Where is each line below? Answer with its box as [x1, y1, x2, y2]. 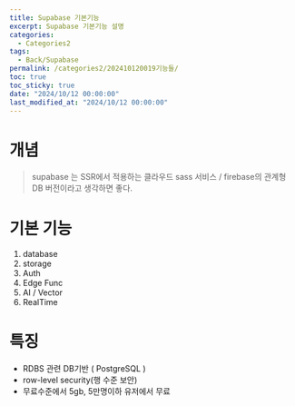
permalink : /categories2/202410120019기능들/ [9, 64, 179, 74]
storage [22, 258, 52, 269]
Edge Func [22, 278, 64, 289]
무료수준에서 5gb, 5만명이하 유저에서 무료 [22, 386, 171, 397]
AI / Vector [22, 287, 64, 298]
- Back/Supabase [17, 55, 79, 64]
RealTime [22, 297, 59, 308]
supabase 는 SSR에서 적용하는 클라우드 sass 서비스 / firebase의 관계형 [31, 172, 287, 183]
